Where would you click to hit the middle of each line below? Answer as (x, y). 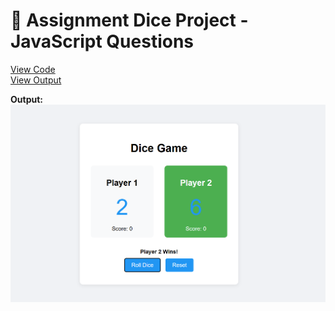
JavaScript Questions (102, 41)
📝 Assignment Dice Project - (129, 20)
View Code (33, 69)
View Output (36, 80)
